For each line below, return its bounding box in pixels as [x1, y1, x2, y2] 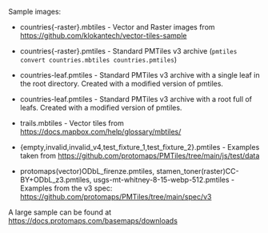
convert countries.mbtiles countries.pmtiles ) [19, 55, 178, 64]
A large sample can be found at [8, 207, 112, 217]
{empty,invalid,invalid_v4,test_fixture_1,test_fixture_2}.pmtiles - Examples [19, 143, 260, 151]
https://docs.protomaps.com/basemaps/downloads [8, 216, 178, 225]
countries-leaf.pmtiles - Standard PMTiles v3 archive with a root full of [19, 94, 253, 103]
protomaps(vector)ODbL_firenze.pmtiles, [19, 167, 155, 175]
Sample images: [8, 7, 62, 16]
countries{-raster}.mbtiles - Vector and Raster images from [19, 22, 215, 31]
